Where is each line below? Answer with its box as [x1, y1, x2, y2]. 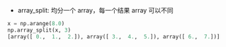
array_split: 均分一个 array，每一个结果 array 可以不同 [17, 6, 174, 14]
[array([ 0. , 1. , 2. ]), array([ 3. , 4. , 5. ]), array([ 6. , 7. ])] [7, 33, 220, 40]
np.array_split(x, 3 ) [7, 27, 72, 34]
